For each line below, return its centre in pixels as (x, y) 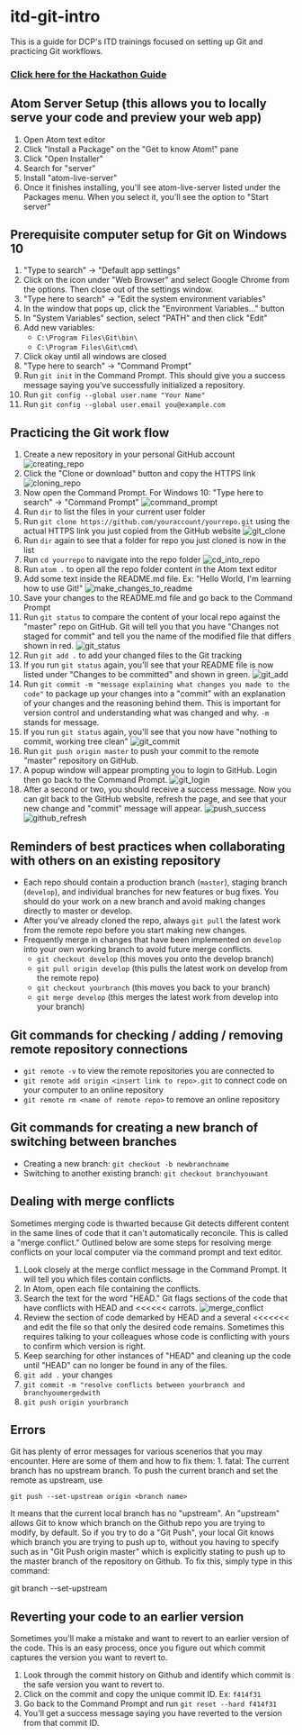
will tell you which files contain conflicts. (98, 1279)
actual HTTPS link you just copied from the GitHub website (132, 531)
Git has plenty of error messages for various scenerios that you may (137, 1451)
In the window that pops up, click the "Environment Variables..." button (154, 309)
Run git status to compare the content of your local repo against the (152, 617)
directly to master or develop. (78, 911)
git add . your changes (68, 1375)
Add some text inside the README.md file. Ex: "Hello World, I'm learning (157, 579)
